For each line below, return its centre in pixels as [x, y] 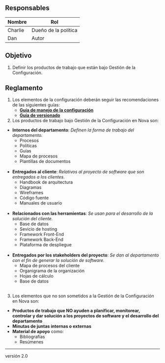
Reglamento [24, 88]
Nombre [17, 22]
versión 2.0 [16, 356]
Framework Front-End [42, 234]
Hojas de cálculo [37, 276]
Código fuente [34, 198]
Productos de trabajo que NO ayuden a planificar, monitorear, [76, 311]
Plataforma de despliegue [46, 245]
